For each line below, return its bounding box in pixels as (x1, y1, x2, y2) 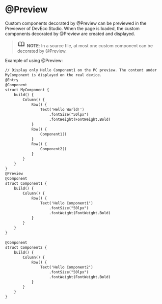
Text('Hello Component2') (40, 265, 93, 270)
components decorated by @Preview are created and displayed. (5, 31, 135, 36)
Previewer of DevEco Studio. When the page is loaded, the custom (5, 25, 140, 31)
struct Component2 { (5, 245, 48, 250)
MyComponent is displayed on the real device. (5, 72, 102, 77)
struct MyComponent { (5, 87, 50, 92)
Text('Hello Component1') (40, 201, 93, 205)
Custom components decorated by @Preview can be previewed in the (5, 20, 147, 26)
